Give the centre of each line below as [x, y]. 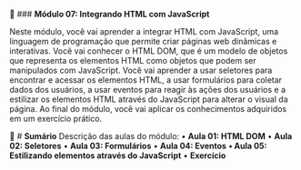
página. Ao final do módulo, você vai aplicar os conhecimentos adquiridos [148, 109]
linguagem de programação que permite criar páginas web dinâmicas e [143, 41]
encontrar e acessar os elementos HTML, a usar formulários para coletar [146, 80]
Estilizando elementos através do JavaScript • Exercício [118, 155]
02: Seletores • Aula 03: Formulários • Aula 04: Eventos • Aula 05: [138, 146]
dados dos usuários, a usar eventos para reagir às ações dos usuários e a [148, 90]
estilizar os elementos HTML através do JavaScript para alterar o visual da [149, 99]
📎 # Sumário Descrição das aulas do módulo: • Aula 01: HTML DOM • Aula [151, 136]
